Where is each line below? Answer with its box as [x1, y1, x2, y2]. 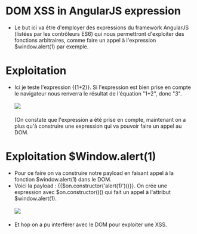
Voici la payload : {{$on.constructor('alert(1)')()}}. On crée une [14, 182, 168, 189]
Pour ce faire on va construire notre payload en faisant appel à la [14, 169, 174, 177]
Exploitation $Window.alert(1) [5, 150, 156, 164]
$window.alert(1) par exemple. [14, 43, 89, 50]
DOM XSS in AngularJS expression [5, 4, 181, 18]
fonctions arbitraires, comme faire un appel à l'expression [14, 36, 156, 44]
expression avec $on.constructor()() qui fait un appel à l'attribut [14, 188, 171, 195]
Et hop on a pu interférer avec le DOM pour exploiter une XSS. [14, 221, 167, 228]
